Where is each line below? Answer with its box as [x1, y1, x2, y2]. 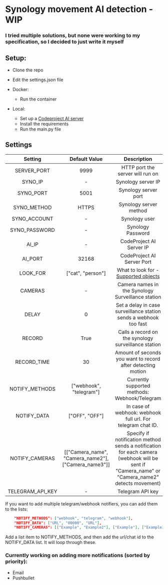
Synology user [120, 215, 155, 222]
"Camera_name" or [115, 467, 161, 474]
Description [123, 155, 152, 162]
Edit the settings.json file [12, 77, 63, 83]
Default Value [69, 155, 103, 162]
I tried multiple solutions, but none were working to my [5, 32, 140, 39]
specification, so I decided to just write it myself [5, 39, 124, 46]
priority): [5, 558, 27, 565]
